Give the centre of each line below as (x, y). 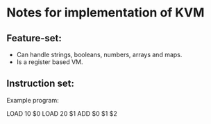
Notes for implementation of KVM (105, 13)
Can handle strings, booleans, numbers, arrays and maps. (99, 54)
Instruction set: (40, 84)
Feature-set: (34, 38)
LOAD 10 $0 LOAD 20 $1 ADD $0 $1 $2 (62, 113)
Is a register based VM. (50, 62)
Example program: (33, 100)
